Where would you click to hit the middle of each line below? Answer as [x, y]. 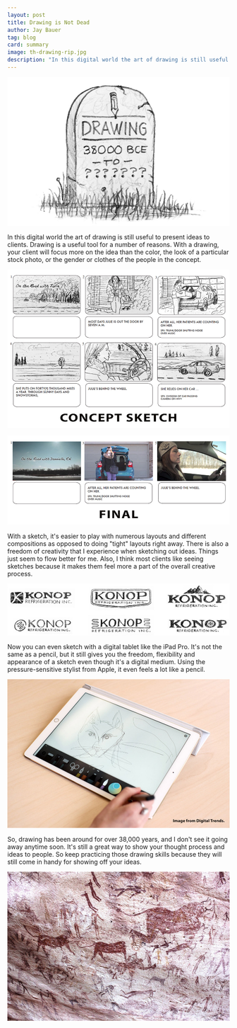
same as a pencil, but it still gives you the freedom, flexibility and [101, 654]
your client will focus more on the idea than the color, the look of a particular [118, 252]
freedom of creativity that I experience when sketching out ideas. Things [113, 551]
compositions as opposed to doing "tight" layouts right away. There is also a [118, 543]
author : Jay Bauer [34, 30]
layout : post [26, 15]
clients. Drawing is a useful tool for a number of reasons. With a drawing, [113, 244]
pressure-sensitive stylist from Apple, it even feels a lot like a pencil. [107, 670]
